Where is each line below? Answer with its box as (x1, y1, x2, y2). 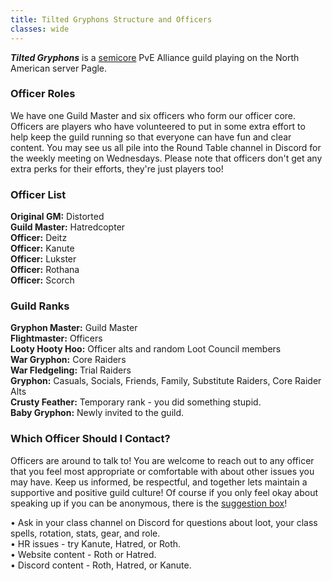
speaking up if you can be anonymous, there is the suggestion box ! (10, 497, 288, 509)
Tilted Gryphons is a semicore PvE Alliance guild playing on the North (10, 51, 300, 63)
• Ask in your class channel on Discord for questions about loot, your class (10, 516, 318, 528)
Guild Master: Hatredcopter (10, 221, 126, 233)
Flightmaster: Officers (10, 332, 103, 345)
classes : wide (10, 24, 70, 34)
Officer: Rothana (10, 264, 80, 276)
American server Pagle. (10, 62, 108, 74)
